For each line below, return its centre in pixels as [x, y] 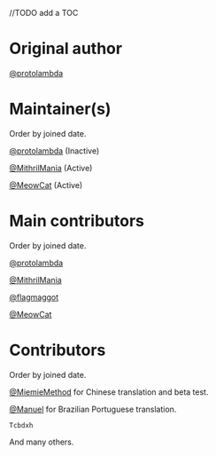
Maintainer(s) [60, 109]
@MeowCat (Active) [46, 185]
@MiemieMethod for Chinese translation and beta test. [109, 392]
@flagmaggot [34, 297]
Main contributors [77, 221]
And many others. [42, 442]
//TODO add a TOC [44, 13]
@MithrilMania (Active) [51, 168]
